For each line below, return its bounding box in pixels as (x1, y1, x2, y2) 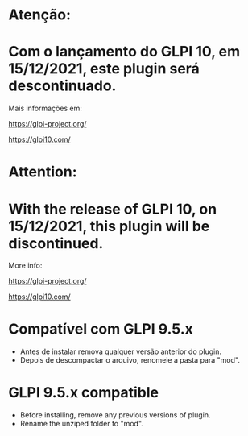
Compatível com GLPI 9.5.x (8, 320, 193, 338)
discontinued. (8, 234, 104, 252)
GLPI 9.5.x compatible (8, 384, 159, 402)
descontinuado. (8, 77, 117, 95)
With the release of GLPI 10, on (8, 200, 217, 218)
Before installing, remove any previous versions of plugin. (19, 410, 211, 420)
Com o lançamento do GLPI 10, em (8, 43, 241, 61)
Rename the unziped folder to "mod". (19, 419, 143, 429)
